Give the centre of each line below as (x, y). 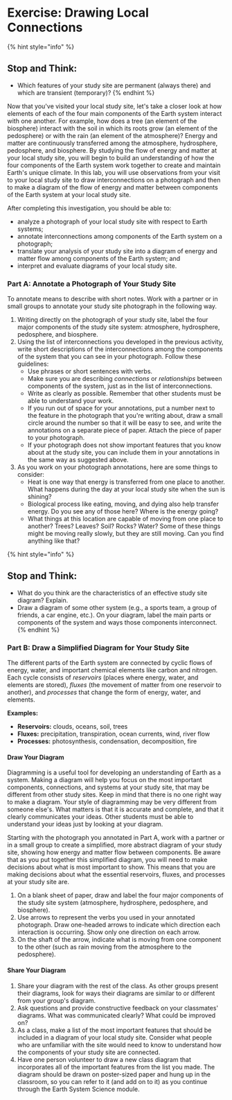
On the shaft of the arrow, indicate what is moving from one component (119, 940)
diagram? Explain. (43, 600)
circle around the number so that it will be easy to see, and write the (124, 423)
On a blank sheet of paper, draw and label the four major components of (120, 895)
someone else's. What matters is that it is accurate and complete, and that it (116, 809)
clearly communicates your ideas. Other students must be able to (100, 817)
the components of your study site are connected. (89, 1052)
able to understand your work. (71, 401)
